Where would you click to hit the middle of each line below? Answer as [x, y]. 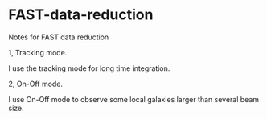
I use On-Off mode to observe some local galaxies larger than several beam [134, 99]
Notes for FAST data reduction [59, 37]
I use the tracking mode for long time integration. [89, 68]
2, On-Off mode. [35, 84]
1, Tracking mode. [38, 52]
